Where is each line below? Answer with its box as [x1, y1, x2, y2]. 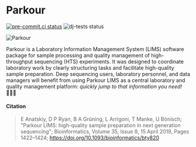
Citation [6, 102, 26, 110]
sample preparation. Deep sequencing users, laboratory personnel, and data [6, 70, 191, 77]
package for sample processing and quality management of [6, 52, 150, 59]
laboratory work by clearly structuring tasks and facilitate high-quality [6, 64, 174, 71]
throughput [6, 58, 33, 65]
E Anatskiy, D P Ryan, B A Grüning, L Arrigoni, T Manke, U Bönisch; [20, 115, 183, 123]
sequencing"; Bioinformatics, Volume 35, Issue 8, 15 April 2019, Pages [20, 128, 190, 135]
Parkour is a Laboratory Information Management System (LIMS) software [6, 45, 184, 53]
